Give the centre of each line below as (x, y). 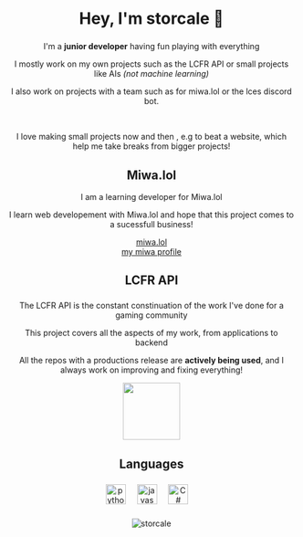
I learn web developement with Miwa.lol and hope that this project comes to (151, 215)
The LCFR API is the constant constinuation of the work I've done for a (151, 306)
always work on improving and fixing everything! (151, 370)
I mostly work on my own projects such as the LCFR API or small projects (151, 64)
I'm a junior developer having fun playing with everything (151, 47)
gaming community (151, 315)
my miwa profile (151, 251)
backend (151, 342)
